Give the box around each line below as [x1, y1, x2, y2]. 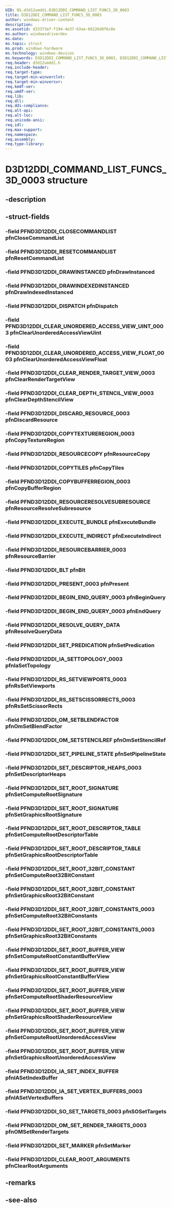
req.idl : [5, 122, 24, 128]
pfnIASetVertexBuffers [5, 1094, 64, 1102]
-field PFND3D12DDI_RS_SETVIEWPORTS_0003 [5, 676, 127, 683]
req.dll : [5, 98, 24, 103]
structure [47, 174, 88, 186]
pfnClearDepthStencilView [5, 396, 74, 403]
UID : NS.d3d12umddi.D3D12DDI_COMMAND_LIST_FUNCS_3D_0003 [5, 7, 130, 13]
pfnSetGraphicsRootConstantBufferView [5, 973, 110, 980]
